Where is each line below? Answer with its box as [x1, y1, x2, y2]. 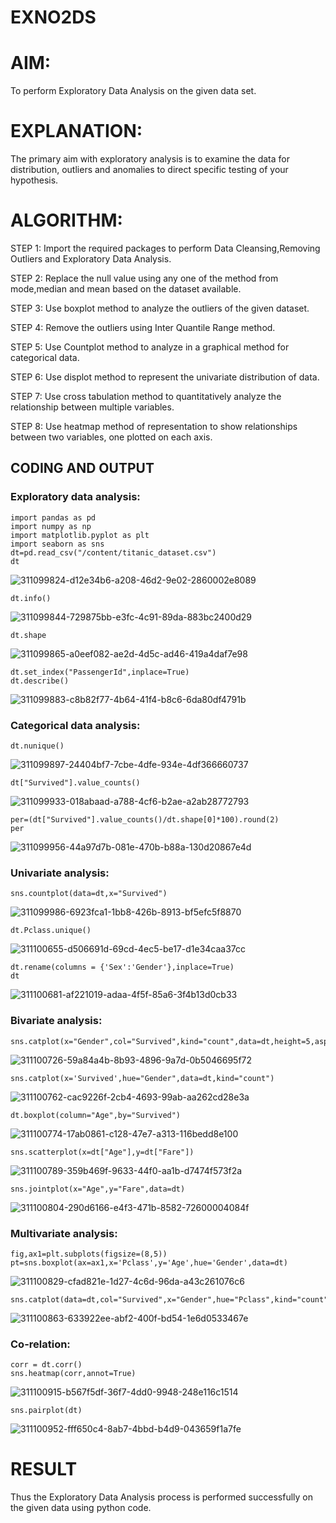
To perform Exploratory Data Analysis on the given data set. [10, 85, 257, 97]
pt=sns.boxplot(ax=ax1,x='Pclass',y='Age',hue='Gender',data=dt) [10, 1257, 288, 1268]
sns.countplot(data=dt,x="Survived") [10, 889, 168, 899]
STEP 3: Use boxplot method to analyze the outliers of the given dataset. [10, 302, 310, 314]
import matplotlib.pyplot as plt [10, 530, 150, 540]
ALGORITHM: [10, 209, 123, 232]
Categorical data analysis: [10, 718, 141, 732]
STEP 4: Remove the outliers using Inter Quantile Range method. [10, 322, 276, 333]
